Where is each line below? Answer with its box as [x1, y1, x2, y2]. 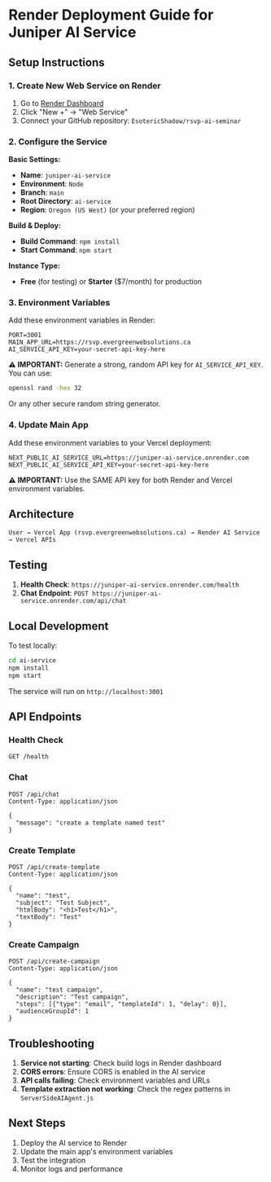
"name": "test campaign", [15, 986, 104, 995]
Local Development [8, 619, 109, 633]
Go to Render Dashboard [20, 98, 104, 108]
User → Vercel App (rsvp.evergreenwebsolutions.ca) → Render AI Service [8, 529, 260, 537]
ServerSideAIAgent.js [20, 1094, 94, 1103]
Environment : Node [20, 179, 84, 189]
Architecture [8, 508, 75, 521]
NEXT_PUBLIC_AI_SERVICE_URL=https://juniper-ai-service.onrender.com [8, 454, 250, 462]
